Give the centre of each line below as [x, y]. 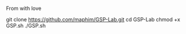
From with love [24, 8]
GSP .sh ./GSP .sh [26, 26]
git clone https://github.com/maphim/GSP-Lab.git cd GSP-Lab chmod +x [93, 19]
